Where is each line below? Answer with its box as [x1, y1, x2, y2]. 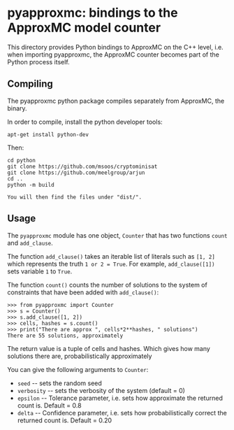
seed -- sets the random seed [17, 379, 103, 387]
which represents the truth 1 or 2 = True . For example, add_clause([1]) [7, 259, 215, 268]
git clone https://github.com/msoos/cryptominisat [7, 163, 158, 170]
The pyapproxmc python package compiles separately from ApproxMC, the [7, 96, 225, 105]
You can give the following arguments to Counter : [7, 365, 149, 373]
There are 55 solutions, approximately [7, 332, 124, 339]
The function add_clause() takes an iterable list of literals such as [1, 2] [7, 252, 215, 260]
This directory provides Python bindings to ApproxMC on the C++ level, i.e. [7, 43, 224, 51]
